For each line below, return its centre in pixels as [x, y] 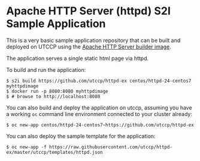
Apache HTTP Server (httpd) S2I [88, 11]
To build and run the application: [46, 69]
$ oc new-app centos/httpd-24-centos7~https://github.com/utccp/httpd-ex [100, 125]
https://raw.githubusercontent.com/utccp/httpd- [110, 147]
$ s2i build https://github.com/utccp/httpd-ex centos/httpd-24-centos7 [99, 81]
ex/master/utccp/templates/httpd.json [54, 152]
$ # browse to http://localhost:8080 [53, 96]
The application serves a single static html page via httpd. [78, 58]
